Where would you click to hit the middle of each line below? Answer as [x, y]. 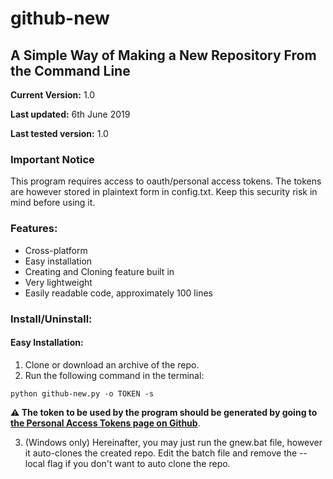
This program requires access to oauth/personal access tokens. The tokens [166, 181]
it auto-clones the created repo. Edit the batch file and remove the [161, 453]
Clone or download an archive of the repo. [112, 364]
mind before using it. [53, 203]
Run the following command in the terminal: [114, 375]
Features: [34, 229]
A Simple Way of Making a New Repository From [163, 55]
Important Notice [52, 159]
